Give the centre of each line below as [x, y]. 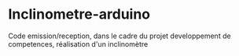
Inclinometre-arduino [79, 14]
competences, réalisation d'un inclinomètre [78, 44]
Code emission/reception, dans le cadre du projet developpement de [119, 36]
